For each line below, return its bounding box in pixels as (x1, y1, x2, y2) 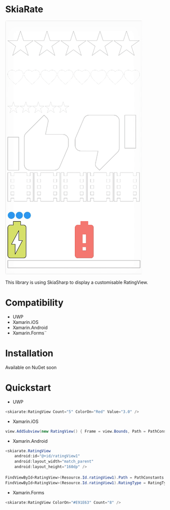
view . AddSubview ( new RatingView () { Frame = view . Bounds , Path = (5, 429, 146, 434)
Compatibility (5, 297, 64, 309)
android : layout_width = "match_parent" (14, 459, 94, 464)
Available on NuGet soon (5, 364, 57, 370)
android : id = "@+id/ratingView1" (14, 454, 80, 459)
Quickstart (5, 382, 52, 393)
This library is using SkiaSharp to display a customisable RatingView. (5, 279, 148, 285)
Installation (5, 348, 54, 359)
